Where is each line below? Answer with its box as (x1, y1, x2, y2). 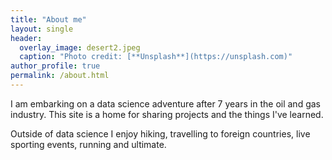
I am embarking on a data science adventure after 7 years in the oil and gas (10, 97, 321, 110)
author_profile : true (10, 61, 101, 71)
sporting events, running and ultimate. (10, 138, 167, 150)
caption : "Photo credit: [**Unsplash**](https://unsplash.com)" (19, 52, 293, 62)
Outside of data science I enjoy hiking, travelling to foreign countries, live (10, 127, 311, 140)
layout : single (10, 24, 74, 34)
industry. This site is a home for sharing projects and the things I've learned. (10, 108, 324, 120)
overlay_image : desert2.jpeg (19, 42, 141, 53)
